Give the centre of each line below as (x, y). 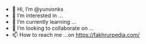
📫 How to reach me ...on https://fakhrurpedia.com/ (76, 35)
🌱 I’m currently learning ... (44, 22)
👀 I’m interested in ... (37, 15)
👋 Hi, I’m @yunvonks (38, 9)
